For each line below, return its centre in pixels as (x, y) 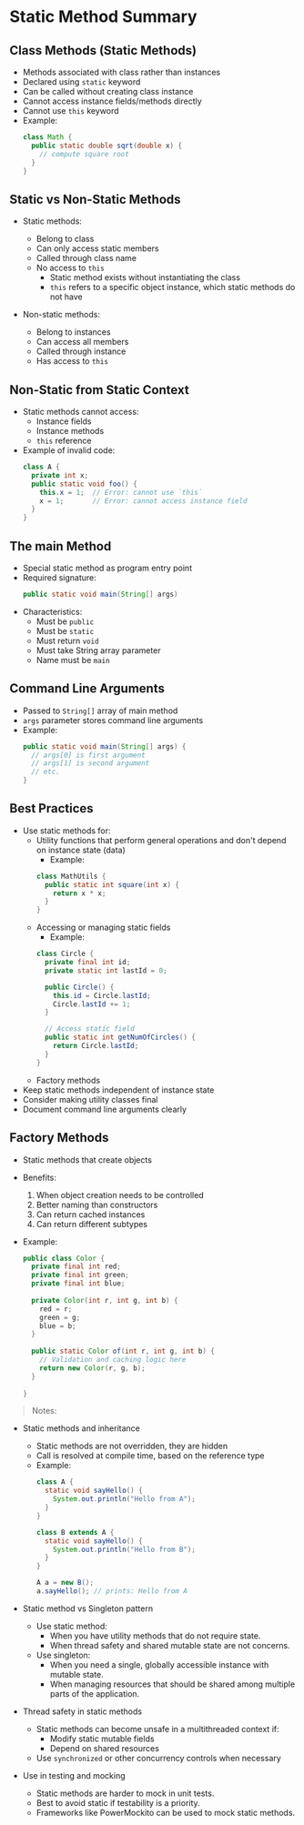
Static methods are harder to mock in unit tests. (125, 1793)
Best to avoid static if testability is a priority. (118, 1802)
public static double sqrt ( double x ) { (107, 146)
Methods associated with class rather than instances (122, 72)
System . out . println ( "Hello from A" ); (124, 1499)
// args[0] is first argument (88, 755)
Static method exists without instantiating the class (145, 277)
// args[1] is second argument (91, 763)
